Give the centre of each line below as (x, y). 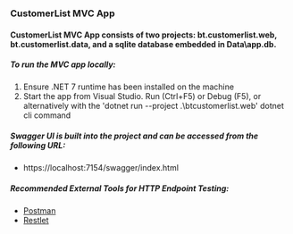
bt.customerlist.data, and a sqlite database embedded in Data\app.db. (143, 44)
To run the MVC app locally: (63, 64)
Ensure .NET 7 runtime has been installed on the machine (129, 87)
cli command (47, 115)
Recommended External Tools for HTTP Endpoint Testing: (120, 188)
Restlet (36, 221)
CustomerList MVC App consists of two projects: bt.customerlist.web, (144, 35)
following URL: (38, 146)
